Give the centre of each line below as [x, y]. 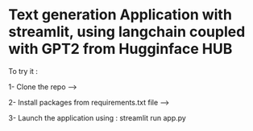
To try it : [23, 71]
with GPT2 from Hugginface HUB [120, 49]
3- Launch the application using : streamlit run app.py [97, 117]
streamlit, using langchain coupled [127, 32]
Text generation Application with [120, 15]
